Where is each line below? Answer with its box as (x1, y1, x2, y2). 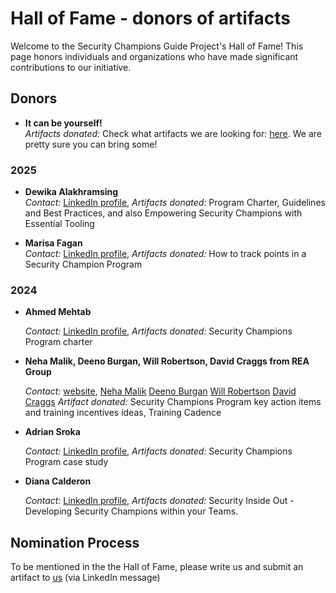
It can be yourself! (24, 117, 103, 129)
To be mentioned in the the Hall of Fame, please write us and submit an (10, 561, 304, 573)
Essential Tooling (24, 218, 95, 230)
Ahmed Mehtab (24, 306, 92, 318)
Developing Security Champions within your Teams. (24, 505, 239, 517)
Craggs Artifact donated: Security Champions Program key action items (24, 396, 322, 408)
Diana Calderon (24, 475, 92, 487)
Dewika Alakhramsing (24, 186, 119, 198)
